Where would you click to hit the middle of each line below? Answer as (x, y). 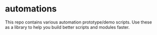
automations (31, 9)
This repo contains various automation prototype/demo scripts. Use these (78, 22)
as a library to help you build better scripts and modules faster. (67, 27)
